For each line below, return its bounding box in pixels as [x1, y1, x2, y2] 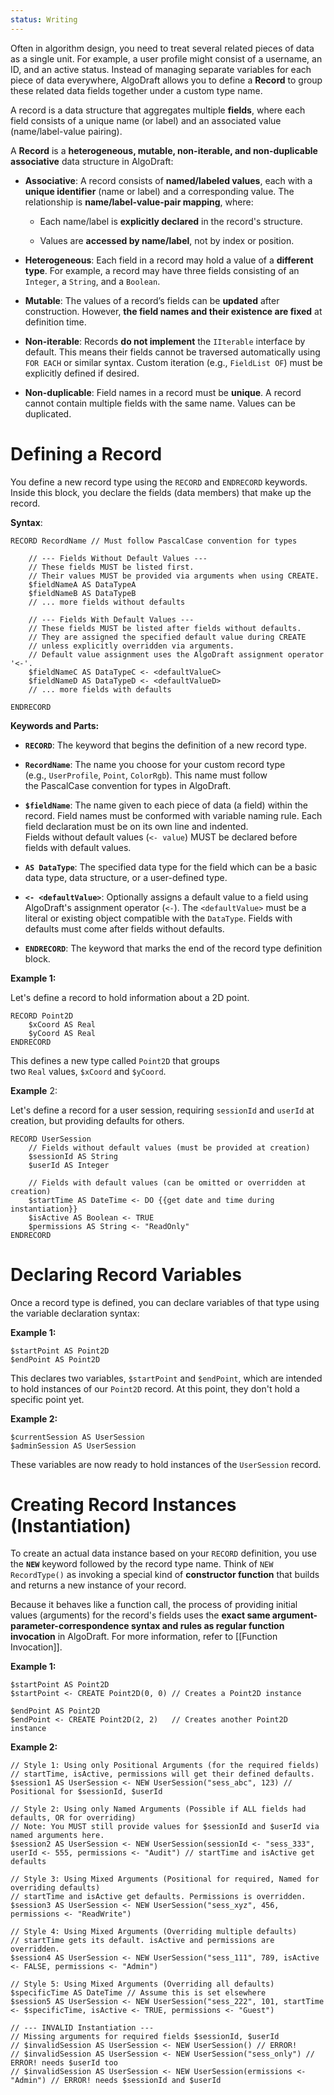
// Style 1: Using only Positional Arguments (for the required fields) [10, 1761, 320, 1771]
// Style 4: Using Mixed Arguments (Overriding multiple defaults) [10, 1927, 298, 1937]
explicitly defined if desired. [24, 367, 140, 379]
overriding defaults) [10, 1883, 101, 1893]
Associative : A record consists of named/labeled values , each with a [24, 174, 313, 186]
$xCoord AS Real [28, 1019, 97, 1030]
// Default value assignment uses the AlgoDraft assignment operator [28, 649, 325, 660]
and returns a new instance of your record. [10, 1579, 187, 1591]
